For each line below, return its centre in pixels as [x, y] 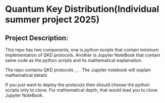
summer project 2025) [53, 20]
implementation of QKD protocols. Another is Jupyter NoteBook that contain [83, 55]
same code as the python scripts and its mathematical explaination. [74, 60]
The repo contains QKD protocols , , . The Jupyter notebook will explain [78, 70]
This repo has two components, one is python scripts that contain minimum [82, 50]
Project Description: [37, 38]
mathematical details [26, 75]
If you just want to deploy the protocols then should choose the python [77, 85]
